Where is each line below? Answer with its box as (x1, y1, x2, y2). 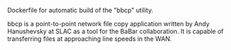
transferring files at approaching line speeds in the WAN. (7, 35, 173, 43)
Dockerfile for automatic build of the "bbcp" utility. (7, 6, 154, 14)
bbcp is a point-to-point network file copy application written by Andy (7, 20, 210, 27)
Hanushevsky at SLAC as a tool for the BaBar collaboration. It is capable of (7, 27, 224, 35)
